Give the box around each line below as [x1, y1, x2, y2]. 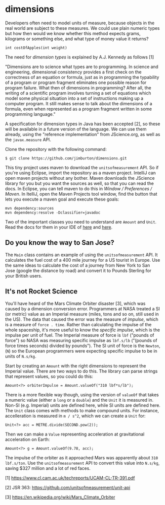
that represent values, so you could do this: [5, 373, 93, 379]
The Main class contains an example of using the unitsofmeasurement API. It [5, 252, 158, 258]
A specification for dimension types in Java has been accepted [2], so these [5, 121, 161, 127]
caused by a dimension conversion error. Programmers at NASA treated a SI [5, 305, 160, 311]
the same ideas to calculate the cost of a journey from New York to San [5, 262, 150, 268]
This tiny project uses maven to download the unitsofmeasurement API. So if [5, 164, 159, 170]
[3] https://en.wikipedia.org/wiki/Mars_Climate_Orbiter [5, 494, 115, 500]
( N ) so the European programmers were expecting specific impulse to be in [5, 348, 158, 354]
